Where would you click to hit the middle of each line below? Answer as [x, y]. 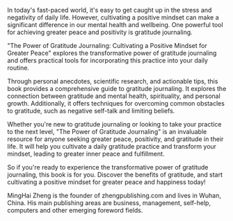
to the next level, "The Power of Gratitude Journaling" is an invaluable [107, 132]
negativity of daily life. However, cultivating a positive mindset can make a [113, 17]
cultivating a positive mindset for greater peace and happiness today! [107, 182]
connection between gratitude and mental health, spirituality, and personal [114, 96]
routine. [18, 68]
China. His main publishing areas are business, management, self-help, [109, 203]
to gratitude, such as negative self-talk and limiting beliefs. [91, 111]
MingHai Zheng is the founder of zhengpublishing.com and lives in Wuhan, [114, 195]
